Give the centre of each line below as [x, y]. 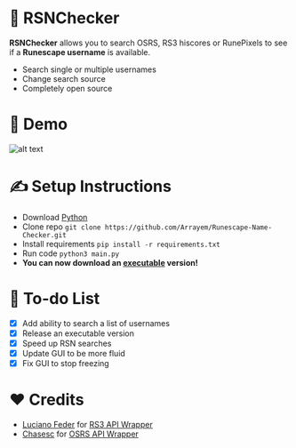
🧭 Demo [39, 124]
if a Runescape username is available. [80, 52]
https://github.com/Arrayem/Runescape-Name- [188, 227]
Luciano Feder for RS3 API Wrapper [87, 424]
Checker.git [44, 235]
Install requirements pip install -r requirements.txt [121, 244]
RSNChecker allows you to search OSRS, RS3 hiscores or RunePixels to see [148, 43]
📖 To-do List [55, 299]
